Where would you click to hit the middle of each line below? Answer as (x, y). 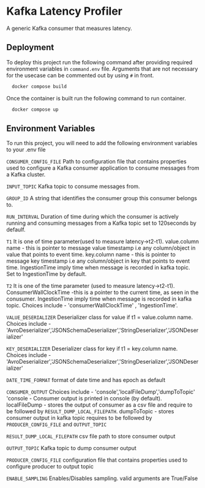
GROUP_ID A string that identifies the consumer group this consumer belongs (102, 198)
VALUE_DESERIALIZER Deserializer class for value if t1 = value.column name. (100, 317)
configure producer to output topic (50, 467)
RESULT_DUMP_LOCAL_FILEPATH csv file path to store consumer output (91, 437)
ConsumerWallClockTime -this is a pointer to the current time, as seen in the (102, 293)
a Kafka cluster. (26, 175)
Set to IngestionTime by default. (47, 274)
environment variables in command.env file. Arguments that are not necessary (102, 69)
